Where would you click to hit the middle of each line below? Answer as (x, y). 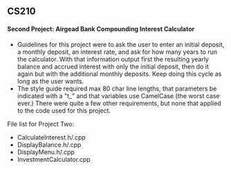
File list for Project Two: (41, 124)
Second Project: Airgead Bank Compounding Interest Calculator (101, 29)
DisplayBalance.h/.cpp (49, 144)
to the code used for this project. (64, 111)
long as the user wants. (50, 81)
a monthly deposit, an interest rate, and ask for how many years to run (117, 52)
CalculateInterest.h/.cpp (52, 137)
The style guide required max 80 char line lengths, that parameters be (117, 88)
